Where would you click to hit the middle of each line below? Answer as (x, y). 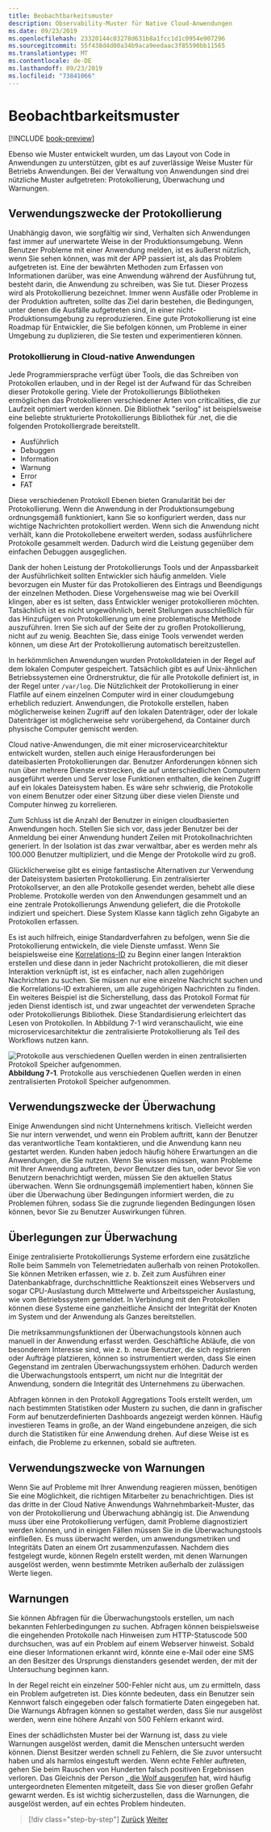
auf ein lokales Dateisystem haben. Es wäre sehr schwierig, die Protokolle (131, 787)
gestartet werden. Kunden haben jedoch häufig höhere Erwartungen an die (133, 1152)
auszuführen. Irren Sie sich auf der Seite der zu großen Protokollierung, (127, 627)
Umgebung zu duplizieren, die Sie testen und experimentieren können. (126, 336)
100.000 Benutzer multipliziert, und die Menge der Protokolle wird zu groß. (132, 854)
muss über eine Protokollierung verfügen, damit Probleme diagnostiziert (128, 1522)
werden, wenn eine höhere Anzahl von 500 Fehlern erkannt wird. (116, 1719)
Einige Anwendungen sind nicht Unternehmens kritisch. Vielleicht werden (130, 1126)
